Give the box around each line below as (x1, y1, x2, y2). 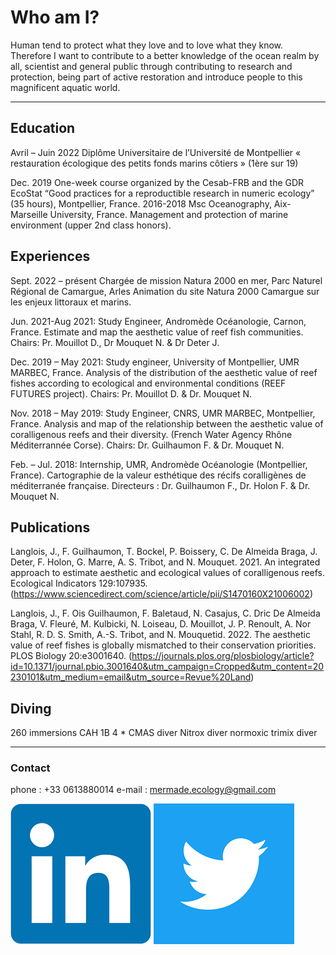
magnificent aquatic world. (10, 81, 121, 93)
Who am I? (10, 6, 100, 29)
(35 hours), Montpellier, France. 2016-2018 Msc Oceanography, (10, 197, 272, 210)
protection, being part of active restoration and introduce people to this (10, 71, 303, 83)
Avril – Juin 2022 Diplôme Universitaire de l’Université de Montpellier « (10, 146, 302, 158)
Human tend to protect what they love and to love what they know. (10, 39, 284, 51)
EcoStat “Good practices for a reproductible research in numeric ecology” (10, 187, 315, 199)
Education (10, 120, 76, 137)
